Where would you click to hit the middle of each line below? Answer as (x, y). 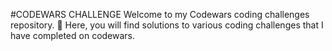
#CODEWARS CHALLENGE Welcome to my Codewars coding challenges (160, 14)
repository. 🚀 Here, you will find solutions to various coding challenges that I (167, 25)
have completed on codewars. (73, 35)
